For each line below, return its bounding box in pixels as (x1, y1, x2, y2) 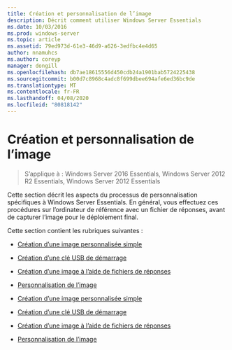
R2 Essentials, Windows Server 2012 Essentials (24, 176, 161, 185)
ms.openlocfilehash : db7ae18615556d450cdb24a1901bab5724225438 (7, 69, 196, 76)
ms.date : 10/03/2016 (7, 23, 68, 30)
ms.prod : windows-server (7, 29, 80, 37)
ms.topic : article (7, 36, 61, 43)
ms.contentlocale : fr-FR (7, 88, 80, 95)
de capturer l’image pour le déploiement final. (7, 213, 138, 221)
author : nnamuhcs (7, 50, 58, 57)
